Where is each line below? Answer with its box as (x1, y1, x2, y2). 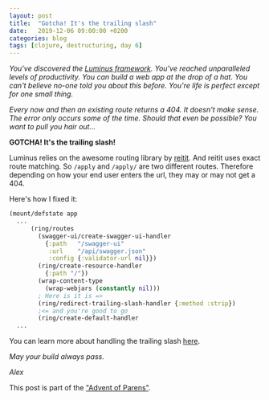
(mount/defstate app (9, 210, 79, 218)
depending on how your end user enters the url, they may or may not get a (9, 170, 256, 180)
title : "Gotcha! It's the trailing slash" (9, 19, 157, 27)
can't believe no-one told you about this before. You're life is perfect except (9, 81, 260, 91)
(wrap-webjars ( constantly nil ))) (44, 284, 161, 292)
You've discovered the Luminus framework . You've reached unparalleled (9, 63, 251, 73)
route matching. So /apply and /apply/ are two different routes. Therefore (9, 161, 254, 171)
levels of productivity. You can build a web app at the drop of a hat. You (9, 72, 248, 82)
